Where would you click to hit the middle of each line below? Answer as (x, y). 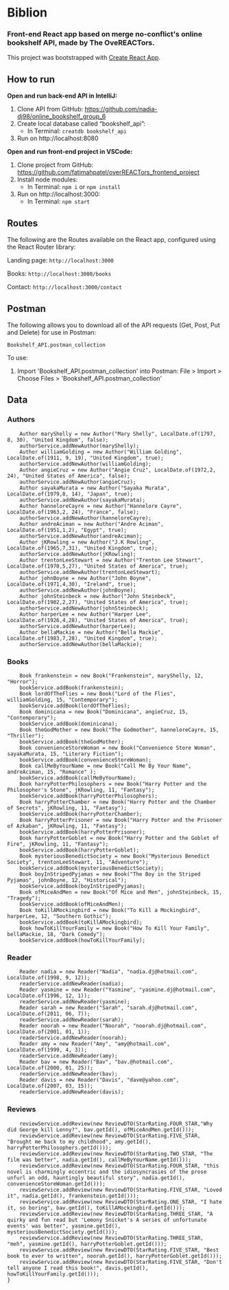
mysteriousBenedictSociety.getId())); (62, 1232)
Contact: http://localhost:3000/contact (64, 287)
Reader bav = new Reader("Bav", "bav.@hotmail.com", (96, 1062)
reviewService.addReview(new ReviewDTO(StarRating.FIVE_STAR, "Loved (121, 1190)
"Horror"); (23, 682)
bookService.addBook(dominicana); (69, 724)
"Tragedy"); (24, 898)
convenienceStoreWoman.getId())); (57, 1183)
